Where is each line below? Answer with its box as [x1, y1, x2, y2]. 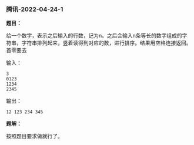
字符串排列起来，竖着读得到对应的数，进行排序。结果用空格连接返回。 [21, 39, 192, 46]
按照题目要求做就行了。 [6, 133, 63, 140]
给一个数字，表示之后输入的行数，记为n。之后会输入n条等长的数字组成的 [6, 32, 182, 39]
